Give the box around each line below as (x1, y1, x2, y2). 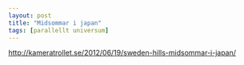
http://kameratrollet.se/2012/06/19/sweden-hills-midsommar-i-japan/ (8, 48, 237, 58)
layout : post (8, 11, 52, 20)
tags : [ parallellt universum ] (8, 26, 110, 34)
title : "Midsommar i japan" (8, 19, 102, 27)
